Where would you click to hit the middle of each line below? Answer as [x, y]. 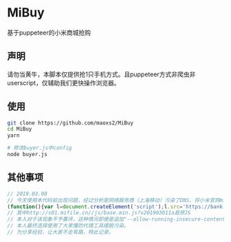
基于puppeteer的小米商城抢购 [49, 32]
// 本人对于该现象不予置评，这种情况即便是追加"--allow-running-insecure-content [116, 219]
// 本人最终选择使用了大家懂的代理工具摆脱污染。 [68, 226]
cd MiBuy [20, 129]
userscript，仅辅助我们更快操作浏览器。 [64, 82]
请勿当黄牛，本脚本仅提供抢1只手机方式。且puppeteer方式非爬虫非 [101, 74]
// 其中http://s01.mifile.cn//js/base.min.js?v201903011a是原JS [99, 213]
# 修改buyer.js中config [40, 148]
